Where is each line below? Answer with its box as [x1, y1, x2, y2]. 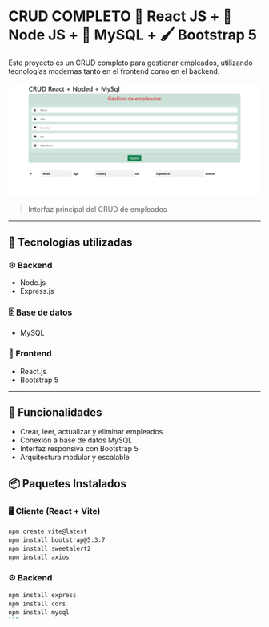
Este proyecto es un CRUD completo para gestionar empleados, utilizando [8, 58, 254, 67]
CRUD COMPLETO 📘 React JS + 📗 [8, 7, 232, 26]
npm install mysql [8, 608, 70, 617]
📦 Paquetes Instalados [8, 477, 126, 491]
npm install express [8, 591, 78, 599]
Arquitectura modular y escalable [19, 453, 130, 462]
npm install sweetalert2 [8, 544, 91, 552]
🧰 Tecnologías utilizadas [8, 235, 133, 249]
